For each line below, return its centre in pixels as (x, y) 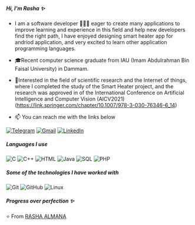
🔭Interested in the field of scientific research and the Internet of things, (101, 80)
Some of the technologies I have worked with (62, 172)
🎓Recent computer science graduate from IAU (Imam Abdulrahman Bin (102, 60)
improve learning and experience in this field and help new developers (100, 29)
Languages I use (27, 144)
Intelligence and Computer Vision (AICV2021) (70, 99)
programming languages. (45, 48)
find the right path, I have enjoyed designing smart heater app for (94, 36)
